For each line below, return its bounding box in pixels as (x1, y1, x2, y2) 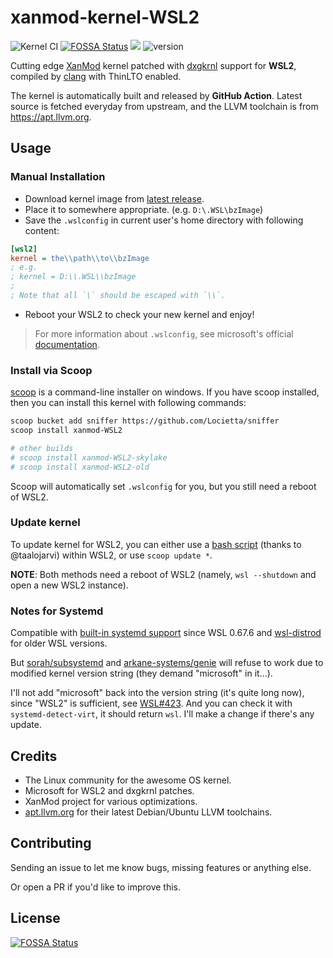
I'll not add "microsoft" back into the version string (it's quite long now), (10, 687, 305, 699)
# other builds (10, 443, 74, 453)
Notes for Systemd (10, 604, 104, 618)
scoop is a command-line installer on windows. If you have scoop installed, (10, 386, 320, 398)
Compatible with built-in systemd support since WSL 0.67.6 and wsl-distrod (10, 627, 322, 639)
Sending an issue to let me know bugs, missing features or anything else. (10, 861, 312, 873)
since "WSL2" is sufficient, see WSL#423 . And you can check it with (10, 697, 293, 710)
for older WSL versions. (10, 637, 108, 650)
